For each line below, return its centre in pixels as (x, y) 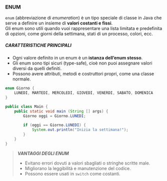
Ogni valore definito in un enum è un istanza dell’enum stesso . (77, 58)
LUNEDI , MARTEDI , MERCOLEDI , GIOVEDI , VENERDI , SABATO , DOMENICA (84, 93)
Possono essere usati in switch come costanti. (73, 173)
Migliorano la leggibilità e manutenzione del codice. (78, 168)
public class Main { (27, 106)
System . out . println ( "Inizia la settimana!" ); (80, 130)
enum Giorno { (20, 88)
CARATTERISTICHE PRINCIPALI (38, 45)
